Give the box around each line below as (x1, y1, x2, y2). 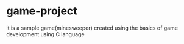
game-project (6, 4, 77, 18)
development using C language (6, 30, 85, 37)
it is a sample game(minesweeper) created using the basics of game (6, 24, 179, 31)
